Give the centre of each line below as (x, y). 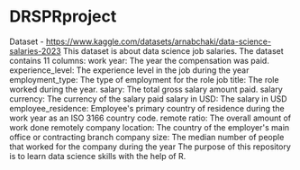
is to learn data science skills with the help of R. (98, 156)
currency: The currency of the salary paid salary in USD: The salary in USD (148, 98)
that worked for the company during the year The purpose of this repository (150, 147)
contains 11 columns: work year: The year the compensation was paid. (140, 60)
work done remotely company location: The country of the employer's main (150, 127)
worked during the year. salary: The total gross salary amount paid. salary (146, 89)
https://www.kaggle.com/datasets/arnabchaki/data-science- (159, 41)
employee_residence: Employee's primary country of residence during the (147, 108)
